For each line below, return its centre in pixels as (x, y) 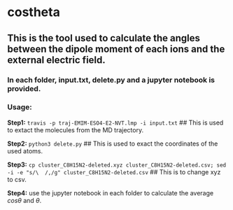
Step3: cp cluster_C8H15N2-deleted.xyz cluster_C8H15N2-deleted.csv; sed (116, 164)
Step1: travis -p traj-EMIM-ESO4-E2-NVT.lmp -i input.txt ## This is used (115, 122)
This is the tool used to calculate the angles (104, 38)
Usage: (20, 107)
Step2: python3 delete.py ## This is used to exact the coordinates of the (113, 143)
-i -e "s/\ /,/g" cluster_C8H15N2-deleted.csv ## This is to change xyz (114, 171)
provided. (24, 88)
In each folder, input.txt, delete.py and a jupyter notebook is (111, 80)
